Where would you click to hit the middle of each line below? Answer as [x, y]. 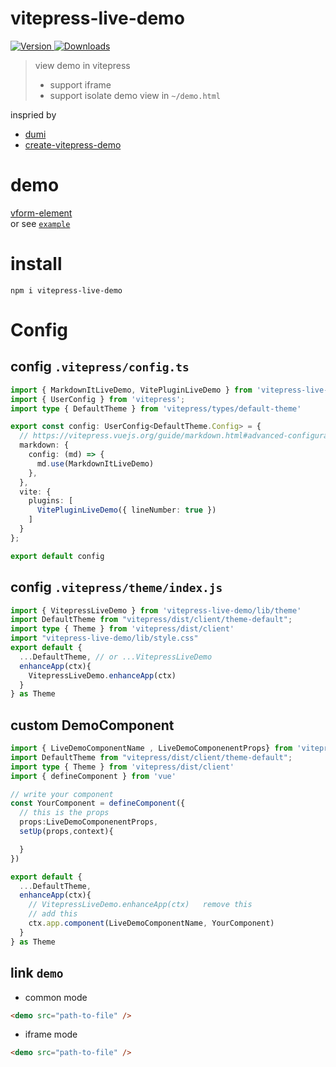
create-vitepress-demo [73, 144]
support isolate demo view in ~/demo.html [135, 95]
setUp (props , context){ [66, 832]
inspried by [33, 114]
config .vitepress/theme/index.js [116, 587]
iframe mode [51, 1034]
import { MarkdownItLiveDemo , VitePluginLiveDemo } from [131, 390]
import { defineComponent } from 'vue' [93, 776]
